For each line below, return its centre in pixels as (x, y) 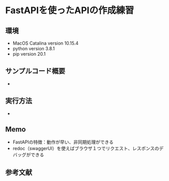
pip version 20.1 (29, 54)
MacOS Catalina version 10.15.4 (46, 43)
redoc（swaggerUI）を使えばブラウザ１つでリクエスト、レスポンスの (86, 149)
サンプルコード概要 (35, 71)
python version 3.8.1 (34, 48)
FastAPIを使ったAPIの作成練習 (69, 10)
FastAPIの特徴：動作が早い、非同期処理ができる (63, 142)
